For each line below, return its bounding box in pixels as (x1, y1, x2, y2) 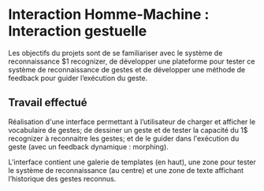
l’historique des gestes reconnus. (8, 174, 117, 183)
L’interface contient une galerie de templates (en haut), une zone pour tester (8, 157, 256, 167)
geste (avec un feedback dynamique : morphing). (8, 141, 169, 151)
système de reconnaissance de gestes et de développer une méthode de (8, 64, 246, 74)
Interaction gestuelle (8, 22, 147, 40)
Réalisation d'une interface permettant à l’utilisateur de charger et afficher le (8, 116, 256, 127)
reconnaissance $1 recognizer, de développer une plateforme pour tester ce (8, 57, 255, 66)
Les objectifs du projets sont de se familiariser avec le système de (8, 48, 223, 57)
